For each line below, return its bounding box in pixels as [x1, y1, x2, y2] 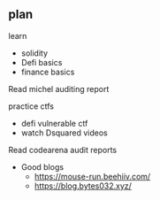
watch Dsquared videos [20, 127, 108, 138]
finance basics [20, 66, 75, 77]
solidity [20, 48, 49, 58]
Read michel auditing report [8, 83, 110, 94]
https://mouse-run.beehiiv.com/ [34, 171, 151, 181]
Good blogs [20, 161, 64, 172]
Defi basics [20, 57, 63, 67]
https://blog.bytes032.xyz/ [34, 181, 132, 191]
